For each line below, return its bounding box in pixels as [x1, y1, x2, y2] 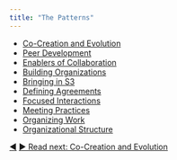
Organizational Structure [22, 123, 114, 135]
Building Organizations [22, 67, 107, 77]
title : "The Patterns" [9, 13, 94, 22]
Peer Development [22, 47, 92, 58]
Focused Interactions [22, 95, 102, 106]
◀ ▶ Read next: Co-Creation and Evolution [9, 141, 169, 152]
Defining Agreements [22, 85, 102, 96]
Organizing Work [22, 114, 85, 125]
